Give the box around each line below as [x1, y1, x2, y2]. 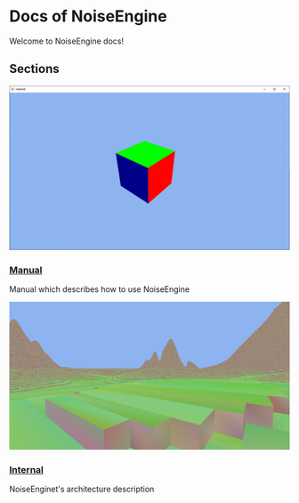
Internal [9, 463, 44, 475]
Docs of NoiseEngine [9, 6, 167, 27]
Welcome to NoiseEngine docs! [9, 36, 125, 46]
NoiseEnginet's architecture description [9, 483, 155, 495]
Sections [9, 61, 60, 77]
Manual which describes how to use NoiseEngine [9, 284, 190, 295]
